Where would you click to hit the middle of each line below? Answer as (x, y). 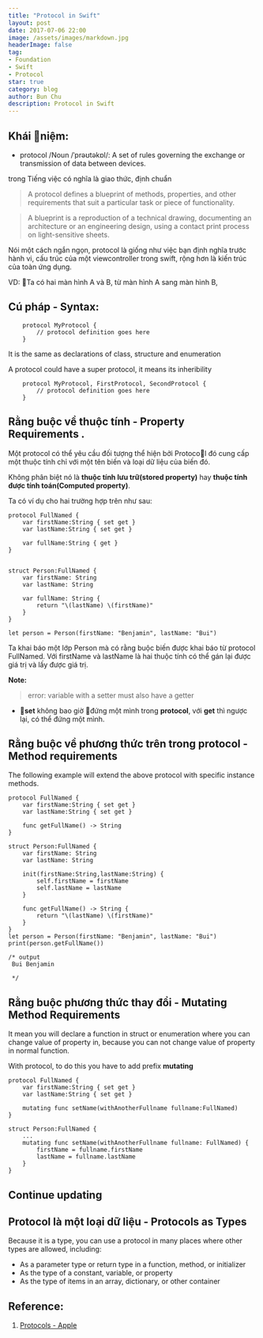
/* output (24, 958)
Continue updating (55, 1195)
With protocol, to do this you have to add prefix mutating (101, 1066)
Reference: (36, 1306)
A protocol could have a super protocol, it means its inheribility (110, 369)
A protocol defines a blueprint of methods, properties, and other (132, 194)
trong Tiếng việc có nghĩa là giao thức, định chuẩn (90, 178)
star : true (26, 82)
